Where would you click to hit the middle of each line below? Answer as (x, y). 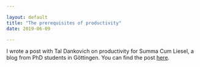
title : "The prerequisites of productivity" (64, 23)
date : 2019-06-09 (28, 29)
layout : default (27, 17)
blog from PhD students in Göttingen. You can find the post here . (88, 58)
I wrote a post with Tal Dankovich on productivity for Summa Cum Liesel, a (100, 51)
